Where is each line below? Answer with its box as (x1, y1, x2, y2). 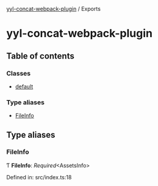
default (15, 82, 34, 90)
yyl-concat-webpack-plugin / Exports (6, 5, 101, 12)
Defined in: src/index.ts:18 (6, 173, 72, 181)
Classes (6, 69, 31, 77)
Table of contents (6, 51, 74, 61)
